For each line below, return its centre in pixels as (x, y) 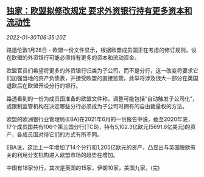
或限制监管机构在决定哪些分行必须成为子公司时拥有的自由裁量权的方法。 (97, 106)
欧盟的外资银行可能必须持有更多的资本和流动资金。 (76, 57)
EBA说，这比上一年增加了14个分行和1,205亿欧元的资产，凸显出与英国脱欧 (98, 147)
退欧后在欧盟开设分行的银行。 (44, 85)
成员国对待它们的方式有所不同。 (62, 134)
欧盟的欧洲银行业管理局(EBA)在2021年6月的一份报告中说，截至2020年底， (100, 119)
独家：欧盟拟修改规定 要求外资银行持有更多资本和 (99, 11)
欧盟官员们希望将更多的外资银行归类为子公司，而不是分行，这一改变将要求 (100, 70)
